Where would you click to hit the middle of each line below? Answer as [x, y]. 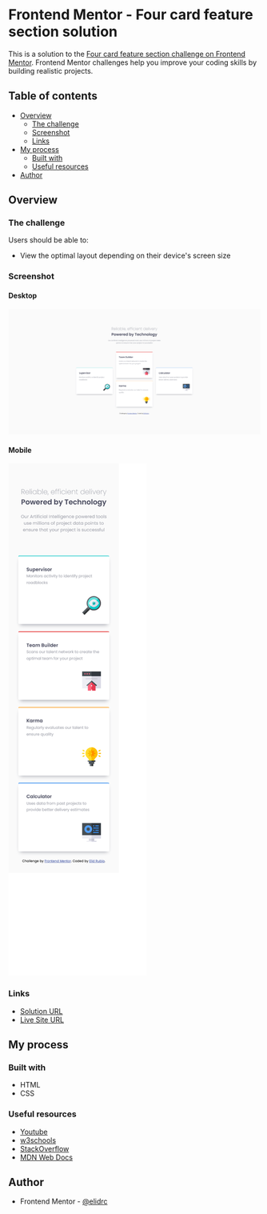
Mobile [20, 450]
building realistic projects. [51, 70]
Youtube [34, 1132]
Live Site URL [42, 1020]
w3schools [38, 1140]
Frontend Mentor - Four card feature [131, 15]
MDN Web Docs [46, 1157]
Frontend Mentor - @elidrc [64, 1201]
